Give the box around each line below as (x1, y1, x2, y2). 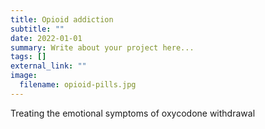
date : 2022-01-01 (10, 33, 83, 43)
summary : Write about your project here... (10, 42, 195, 53)
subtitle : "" (10, 24, 65, 34)
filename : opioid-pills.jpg (19, 80, 137, 90)
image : (10, 71, 38, 81)
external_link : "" (10, 61, 87, 71)
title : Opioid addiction (10, 14, 114, 25)
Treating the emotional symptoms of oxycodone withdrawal (10, 107, 256, 119)
